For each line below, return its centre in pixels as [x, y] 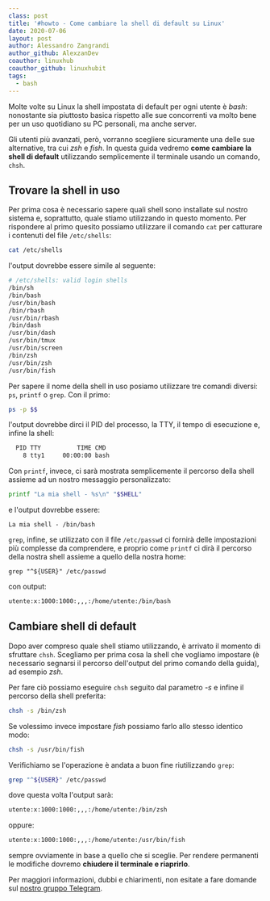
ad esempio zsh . [36, 672]
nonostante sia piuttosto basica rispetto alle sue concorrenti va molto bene [133, 115]
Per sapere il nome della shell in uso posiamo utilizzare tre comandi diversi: [133, 386]
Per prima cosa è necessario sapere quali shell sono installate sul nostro [128, 210]
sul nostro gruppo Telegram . [56, 888]
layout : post [30, 38]
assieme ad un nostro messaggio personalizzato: [90, 480]
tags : [17, 76]
